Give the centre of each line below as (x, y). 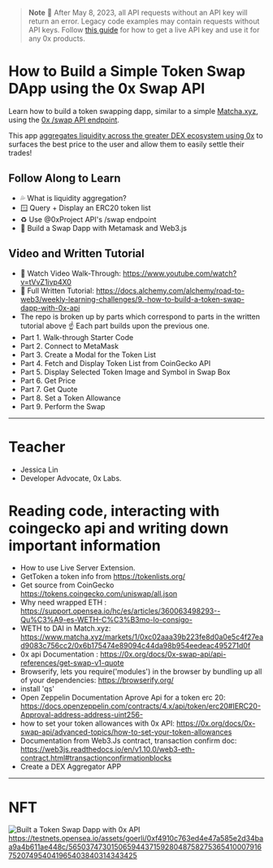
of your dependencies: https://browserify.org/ (97, 680)
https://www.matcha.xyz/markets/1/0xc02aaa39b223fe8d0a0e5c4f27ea (142, 637)
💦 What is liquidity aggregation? (74, 198)
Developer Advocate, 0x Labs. (71, 478)
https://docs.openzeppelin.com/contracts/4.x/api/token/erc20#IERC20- (141, 706)
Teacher (37, 447)
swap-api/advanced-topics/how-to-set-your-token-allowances (126, 732)
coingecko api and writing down (119, 528)
